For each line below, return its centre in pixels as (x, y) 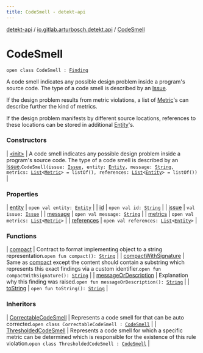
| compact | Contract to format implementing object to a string (84, 249)
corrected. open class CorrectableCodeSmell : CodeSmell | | (81, 324)
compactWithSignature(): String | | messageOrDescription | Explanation (97, 276)
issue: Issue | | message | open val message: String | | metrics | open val (100, 214)
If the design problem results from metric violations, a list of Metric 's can (98, 100)
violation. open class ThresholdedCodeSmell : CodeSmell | (78, 343)
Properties (22, 194)
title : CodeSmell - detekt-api (46, 12)
